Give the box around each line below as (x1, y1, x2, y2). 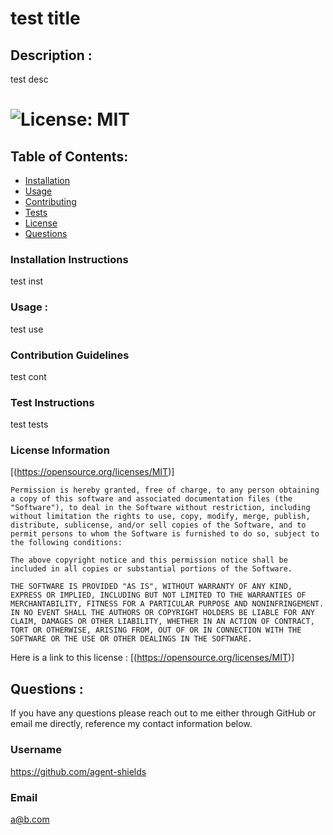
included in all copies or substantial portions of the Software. (10, 564, 293, 574)
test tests (10, 418, 49, 431)
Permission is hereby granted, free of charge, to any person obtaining (10, 485, 320, 496)
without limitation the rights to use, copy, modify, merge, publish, (10, 512, 311, 522)
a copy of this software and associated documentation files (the (10, 494, 293, 504)
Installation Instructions (10, 252, 129, 266)
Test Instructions (10, 395, 95, 409)
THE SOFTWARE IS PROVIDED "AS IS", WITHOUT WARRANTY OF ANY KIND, (10, 582, 293, 592)
